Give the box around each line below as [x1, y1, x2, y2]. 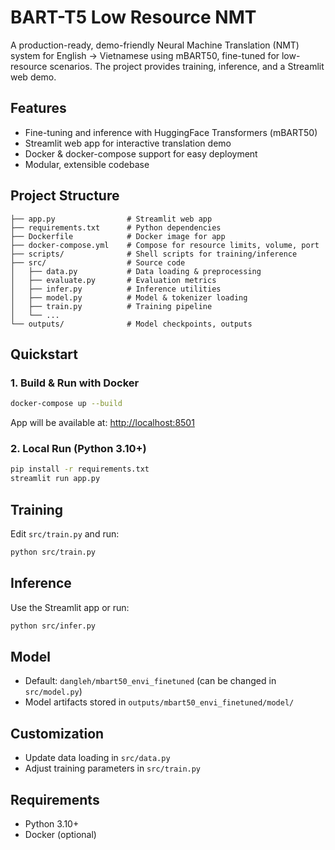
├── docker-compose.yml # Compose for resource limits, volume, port [10, 240, 320, 250]
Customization [10, 725, 105, 742]
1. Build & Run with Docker [10, 376, 140, 390]
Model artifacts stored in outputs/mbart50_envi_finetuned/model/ [24, 696, 295, 708]
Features [10, 100, 67, 117]
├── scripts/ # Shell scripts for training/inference [10, 249, 298, 259]
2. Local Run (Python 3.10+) [10, 442, 147, 456]
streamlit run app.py [10, 474, 101, 484]
